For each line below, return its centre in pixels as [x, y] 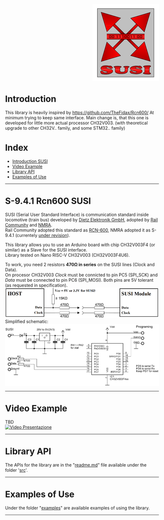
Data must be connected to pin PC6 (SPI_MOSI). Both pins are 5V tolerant [79, 280]
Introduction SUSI [30, 161]
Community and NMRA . [29, 225]
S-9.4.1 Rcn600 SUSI [48, 201]
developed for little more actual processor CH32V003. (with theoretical [76, 123]
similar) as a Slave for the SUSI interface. [46, 250]
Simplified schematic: [27, 321]
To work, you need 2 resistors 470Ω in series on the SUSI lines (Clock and [80, 264]
